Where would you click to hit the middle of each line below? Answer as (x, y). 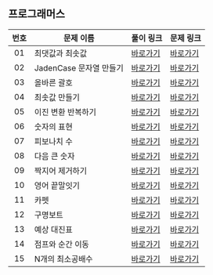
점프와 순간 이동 (62, 244)
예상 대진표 (53, 230)
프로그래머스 (36, 14)
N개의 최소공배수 (63, 259)
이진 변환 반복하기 (65, 112)
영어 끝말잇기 (57, 185)
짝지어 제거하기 (61, 171)
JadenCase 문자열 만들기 (79, 67)
